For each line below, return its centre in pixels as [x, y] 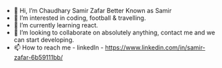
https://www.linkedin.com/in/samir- [155, 47]
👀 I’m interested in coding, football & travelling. [80, 18]
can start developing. [44, 40]
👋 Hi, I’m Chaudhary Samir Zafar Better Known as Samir [93, 11]
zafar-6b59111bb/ [38, 57]
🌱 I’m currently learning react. [56, 25]
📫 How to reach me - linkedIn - [59, 47]
